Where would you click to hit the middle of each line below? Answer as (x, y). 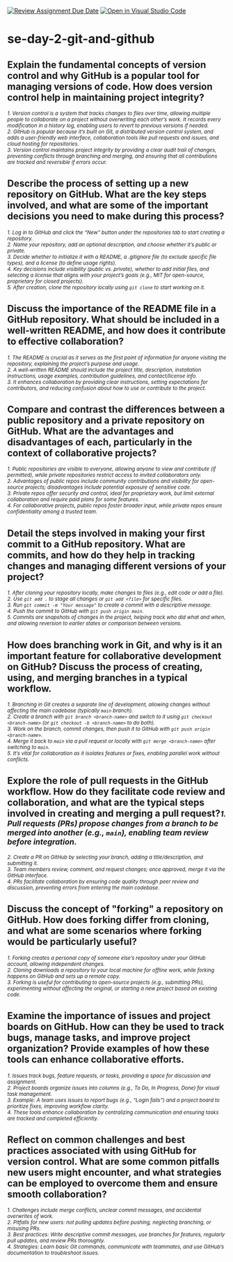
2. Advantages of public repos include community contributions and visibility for (103, 482)
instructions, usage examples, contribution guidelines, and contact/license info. (102, 376)
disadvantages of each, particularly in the (100, 442)
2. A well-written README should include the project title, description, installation (104, 370)
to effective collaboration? (65, 342)
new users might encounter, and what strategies (114, 1172)
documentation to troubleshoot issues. (53, 1253)
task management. (30, 1094)
